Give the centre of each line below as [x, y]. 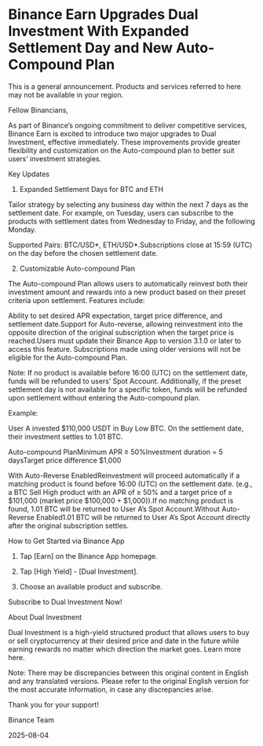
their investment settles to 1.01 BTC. [66, 436]
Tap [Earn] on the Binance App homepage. [89, 556]
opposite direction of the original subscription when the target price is [121, 332]
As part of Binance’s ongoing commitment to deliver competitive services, [128, 125]
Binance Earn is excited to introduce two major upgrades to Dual [112, 133]
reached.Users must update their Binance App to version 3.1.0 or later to [125, 341]
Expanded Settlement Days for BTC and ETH [91, 189]
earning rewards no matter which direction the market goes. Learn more [125, 649]
